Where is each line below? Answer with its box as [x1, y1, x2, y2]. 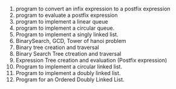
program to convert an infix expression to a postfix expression [15, 5, 171, 12]
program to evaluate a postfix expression [15, 12, 118, 19]
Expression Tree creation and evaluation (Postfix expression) [15, 57, 168, 64]
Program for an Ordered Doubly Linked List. [15, 76, 125, 83]
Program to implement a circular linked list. [15, 63, 123, 70]
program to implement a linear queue [15, 18, 108, 25]
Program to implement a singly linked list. [15, 31, 119, 38]
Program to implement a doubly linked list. [15, 70, 121, 76]
